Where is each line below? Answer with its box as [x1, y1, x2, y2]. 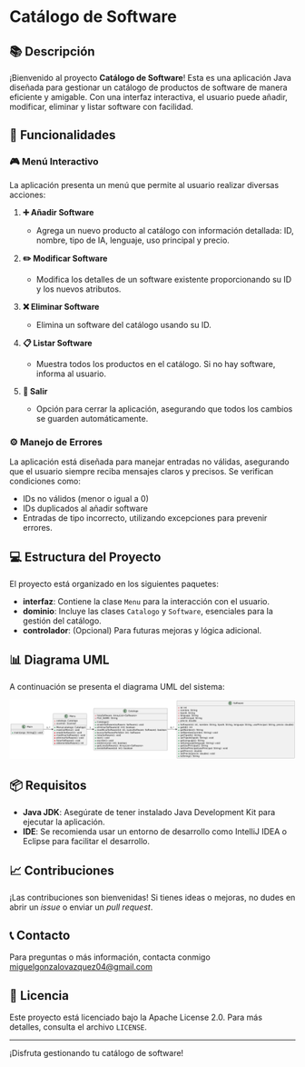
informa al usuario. [35, 368, 107, 379]
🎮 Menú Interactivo [9, 155, 99, 168]
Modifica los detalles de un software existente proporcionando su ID [35, 274, 292, 284]
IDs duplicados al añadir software [22, 503, 148, 514]
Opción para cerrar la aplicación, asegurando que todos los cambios [35, 403, 293, 414]
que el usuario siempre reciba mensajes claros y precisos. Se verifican [9, 465, 274, 476]
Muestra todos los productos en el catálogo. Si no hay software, [35, 358, 276, 369]
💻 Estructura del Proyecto [9, 550, 162, 565]
